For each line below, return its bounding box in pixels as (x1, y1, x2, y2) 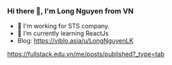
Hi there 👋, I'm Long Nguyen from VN (7, 6, 134, 16)
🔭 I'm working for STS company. (17, 22, 110, 30)
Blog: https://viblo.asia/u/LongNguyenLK (17, 37, 134, 45)
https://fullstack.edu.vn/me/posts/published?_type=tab (7, 50, 165, 58)
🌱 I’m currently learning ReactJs (17, 29, 109, 37)
